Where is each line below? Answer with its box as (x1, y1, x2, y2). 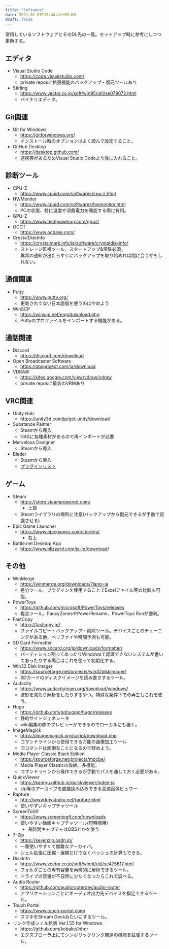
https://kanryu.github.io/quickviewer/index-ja (20, 779, 115, 786)
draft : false (5, 17, 33, 22)
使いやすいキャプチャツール (20, 802, 79, 808)
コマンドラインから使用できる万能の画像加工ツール (20, 738, 127, 744)
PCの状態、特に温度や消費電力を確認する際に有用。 (20, 207, 129, 213)
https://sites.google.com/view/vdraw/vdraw (20, 374, 112, 381)
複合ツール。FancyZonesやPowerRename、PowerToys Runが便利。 (20, 610, 162, 617)
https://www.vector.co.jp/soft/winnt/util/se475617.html (20, 861, 134, 867)
